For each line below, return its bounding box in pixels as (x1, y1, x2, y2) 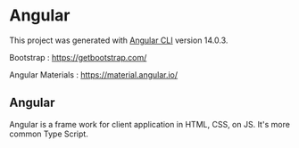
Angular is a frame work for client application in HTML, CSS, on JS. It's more (9, 119, 290, 129)
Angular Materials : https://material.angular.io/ (9, 69, 179, 80)
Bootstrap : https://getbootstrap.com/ (9, 52, 147, 62)
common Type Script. (9, 128, 89, 139)
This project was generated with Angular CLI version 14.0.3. (9, 35, 228, 45)
